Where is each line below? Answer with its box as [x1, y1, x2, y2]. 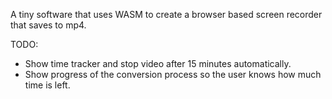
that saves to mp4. [10, 19, 87, 31]
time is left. [24, 79, 71, 91]
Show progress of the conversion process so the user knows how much [24, 69, 322, 80]
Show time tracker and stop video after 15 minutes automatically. [24, 58, 292, 69]
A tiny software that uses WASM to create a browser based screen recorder [10, 9, 323, 20]
